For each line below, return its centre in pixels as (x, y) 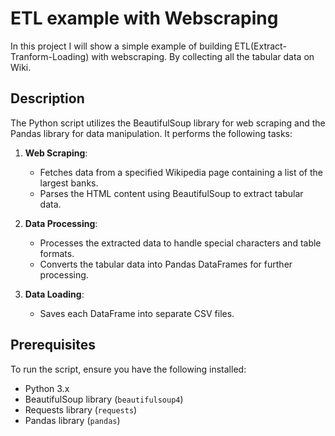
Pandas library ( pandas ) (72, 420)
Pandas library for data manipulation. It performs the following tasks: (151, 133)
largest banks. (69, 183)
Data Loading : (54, 294)
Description (47, 98)
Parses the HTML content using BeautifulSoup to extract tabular (171, 193)
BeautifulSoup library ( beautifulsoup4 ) (104, 399)
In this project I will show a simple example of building (121, 46)
